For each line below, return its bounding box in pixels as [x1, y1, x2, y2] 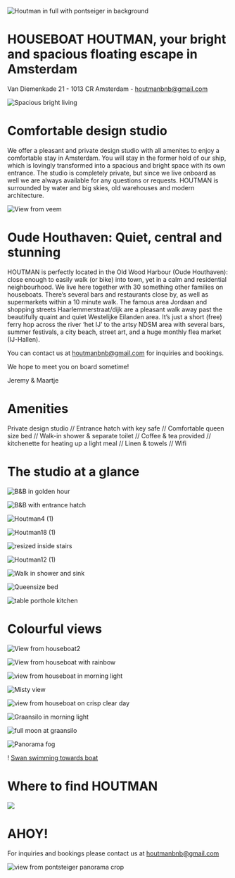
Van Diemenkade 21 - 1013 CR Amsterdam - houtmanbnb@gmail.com [7, 85, 208, 93]
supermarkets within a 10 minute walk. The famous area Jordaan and [7, 297, 208, 306]
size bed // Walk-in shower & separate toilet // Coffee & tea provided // [7, 431, 211, 440]
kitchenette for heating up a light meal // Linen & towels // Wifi [7, 439, 186, 447]
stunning [7, 245, 61, 261]
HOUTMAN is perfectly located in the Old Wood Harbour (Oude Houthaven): [7, 268, 229, 276]
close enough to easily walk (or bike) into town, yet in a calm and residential [7, 275, 227, 283]
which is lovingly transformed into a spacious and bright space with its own [7, 161, 226, 169]
